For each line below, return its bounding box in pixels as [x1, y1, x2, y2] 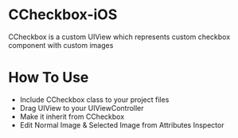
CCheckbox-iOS [8, 6, 118, 24]
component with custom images [8, 40, 114, 49]
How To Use [8, 69, 89, 87]
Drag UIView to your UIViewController [19, 103, 145, 112]
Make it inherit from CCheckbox [19, 112, 125, 121]
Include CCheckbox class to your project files [19, 94, 170, 104]
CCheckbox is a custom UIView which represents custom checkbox [8, 32, 231, 41]
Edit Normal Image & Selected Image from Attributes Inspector [19, 120, 224, 129]
